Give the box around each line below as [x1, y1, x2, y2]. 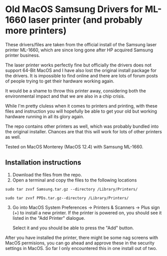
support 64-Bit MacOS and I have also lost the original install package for [5, 67, 157, 73]
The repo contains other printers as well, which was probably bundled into [5, 123, 159, 129]
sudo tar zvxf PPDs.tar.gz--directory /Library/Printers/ [5, 195, 129, 201]
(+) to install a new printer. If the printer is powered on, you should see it [12, 210, 162, 216]
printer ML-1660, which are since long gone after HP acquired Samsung [5, 47, 153, 53]
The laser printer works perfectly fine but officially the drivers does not [5, 62, 152, 68]
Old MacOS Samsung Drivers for [5, 4, 143, 15]
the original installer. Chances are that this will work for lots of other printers [5, 128, 162, 134]
